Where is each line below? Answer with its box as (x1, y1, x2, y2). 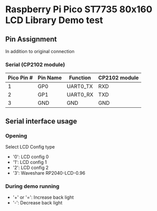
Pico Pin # (8, 74, 33, 81)
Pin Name (37, 74, 62, 81)
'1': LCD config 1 (12, 159, 47, 165)
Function (69, 74, 91, 81)
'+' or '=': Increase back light (12, 194, 74, 200)
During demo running (5, 182, 60, 190)
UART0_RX (66, 91, 94, 98)
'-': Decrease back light (12, 200, 62, 206)
